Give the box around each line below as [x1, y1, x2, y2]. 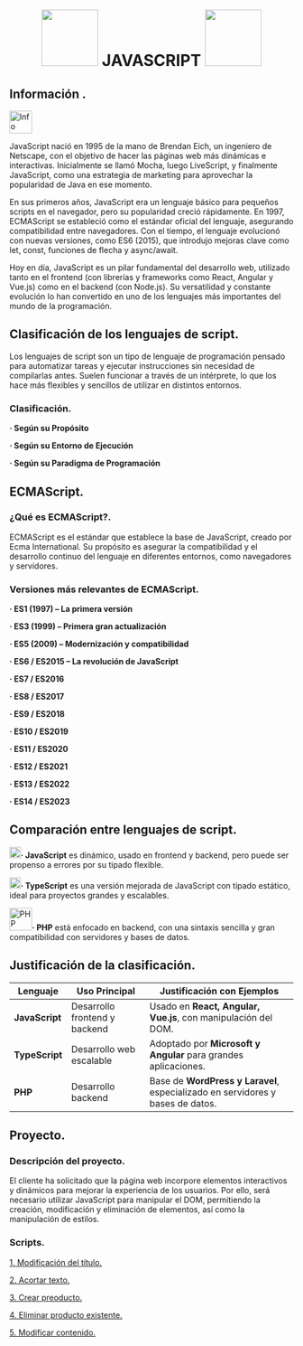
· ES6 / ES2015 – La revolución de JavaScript [9, 656, 179, 667]
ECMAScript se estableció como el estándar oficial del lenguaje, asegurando [9, 216, 294, 226]
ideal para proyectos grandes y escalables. [9, 889, 170, 900]
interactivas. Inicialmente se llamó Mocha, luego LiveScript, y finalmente [9, 160, 278, 171]
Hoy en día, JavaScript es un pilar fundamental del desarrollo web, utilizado [9, 262, 290, 273]
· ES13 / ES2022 [9, 778, 70, 790]
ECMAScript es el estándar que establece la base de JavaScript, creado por [9, 532, 292, 542]
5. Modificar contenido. [9, 1327, 96, 1338]
